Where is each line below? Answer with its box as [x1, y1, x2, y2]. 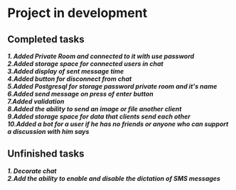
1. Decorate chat [7, 167, 57, 175]
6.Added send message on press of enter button [7, 90, 154, 98]
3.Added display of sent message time [7, 67, 124, 75]
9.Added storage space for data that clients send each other [7, 112, 191, 121]
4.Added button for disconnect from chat [7, 74, 132, 83]
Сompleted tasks [7, 33, 85, 45]
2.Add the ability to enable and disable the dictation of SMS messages [7, 174, 220, 182]
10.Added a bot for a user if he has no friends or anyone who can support [7, 120, 229, 128]
